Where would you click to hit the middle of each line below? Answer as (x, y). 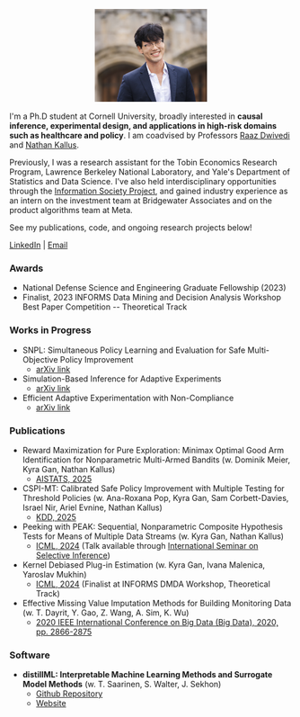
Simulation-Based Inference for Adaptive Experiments (122, 379)
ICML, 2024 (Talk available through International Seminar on (147, 545)
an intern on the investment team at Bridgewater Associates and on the (141, 201)
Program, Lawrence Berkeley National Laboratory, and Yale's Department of (150, 172)
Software (30, 655)
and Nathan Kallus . (44, 145)
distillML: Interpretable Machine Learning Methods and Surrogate (147, 675)
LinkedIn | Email (39, 245)
